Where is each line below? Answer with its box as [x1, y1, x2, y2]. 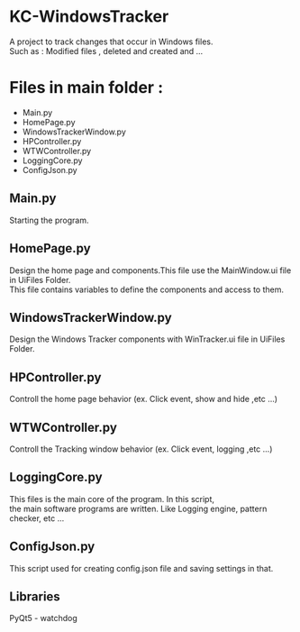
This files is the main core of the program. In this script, [9, 493, 214, 504]
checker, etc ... [9, 512, 65, 524]
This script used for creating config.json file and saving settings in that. [9, 563, 274, 573]
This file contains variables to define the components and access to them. [9, 284, 285, 295]
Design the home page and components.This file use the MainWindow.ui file [9, 264, 292, 276]
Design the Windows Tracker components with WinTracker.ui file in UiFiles [9, 334, 286, 344]
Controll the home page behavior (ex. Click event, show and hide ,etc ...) [9, 394, 277, 405]
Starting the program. [9, 215, 89, 225]
